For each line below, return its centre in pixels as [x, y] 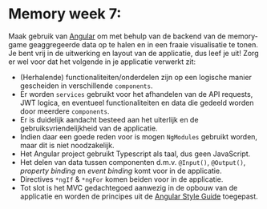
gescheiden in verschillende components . [86, 86]
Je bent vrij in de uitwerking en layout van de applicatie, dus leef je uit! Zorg [133, 53]
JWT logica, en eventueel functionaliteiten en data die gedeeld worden [137, 102]
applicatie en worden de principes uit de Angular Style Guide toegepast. [139, 196]
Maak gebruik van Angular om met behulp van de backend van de [117, 36]
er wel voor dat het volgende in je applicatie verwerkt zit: [102, 62]
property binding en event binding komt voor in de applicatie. [121, 171]
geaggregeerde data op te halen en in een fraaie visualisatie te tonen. [143, 44]
